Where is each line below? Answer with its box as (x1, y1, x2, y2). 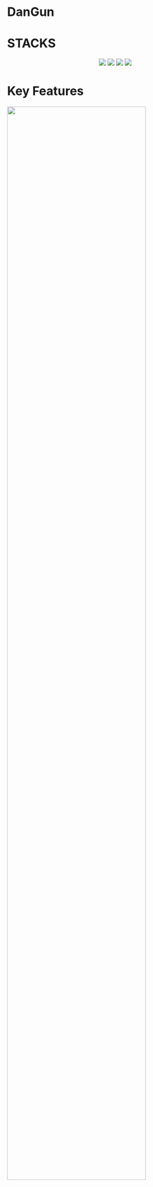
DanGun (7, 4, 55, 20)
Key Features (7, 83, 84, 99)
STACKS (7, 36, 56, 52)
